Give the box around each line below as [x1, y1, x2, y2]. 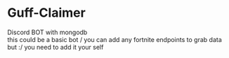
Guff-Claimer [7, 5, 86, 21]
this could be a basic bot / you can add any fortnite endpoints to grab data [7, 35, 223, 43]
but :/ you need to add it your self [7, 43, 104, 51]
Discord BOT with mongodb [7, 28, 88, 36]
